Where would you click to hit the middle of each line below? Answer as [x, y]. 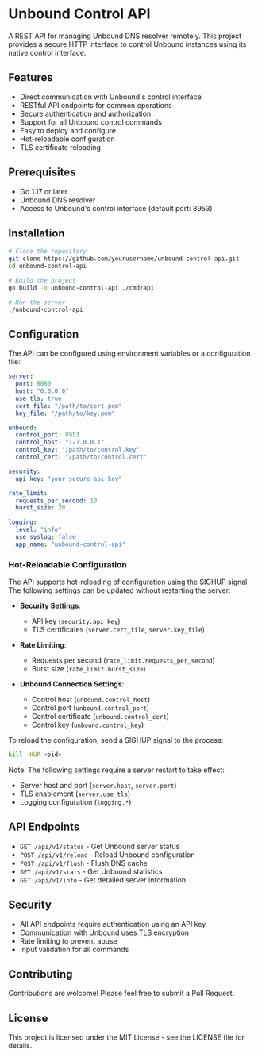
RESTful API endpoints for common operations [96, 105]
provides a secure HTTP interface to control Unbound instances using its [127, 44]
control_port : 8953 [48, 435]
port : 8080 [33, 384]
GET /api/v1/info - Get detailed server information [103, 880]
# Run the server [37, 302]
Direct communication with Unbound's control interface [111, 97]
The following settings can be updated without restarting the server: [120, 590]
